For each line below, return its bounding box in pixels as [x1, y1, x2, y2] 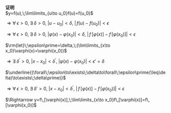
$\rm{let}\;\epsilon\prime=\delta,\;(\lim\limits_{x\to [5, 42, 111, 48]
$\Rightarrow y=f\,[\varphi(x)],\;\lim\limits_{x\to [5, 96, 104, 103]
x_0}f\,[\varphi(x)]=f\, [104, 96, 150, 103]
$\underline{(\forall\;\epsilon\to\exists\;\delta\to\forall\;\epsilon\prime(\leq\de [5, 69, 166, 75]
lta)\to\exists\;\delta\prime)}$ [5, 75, 66, 81]
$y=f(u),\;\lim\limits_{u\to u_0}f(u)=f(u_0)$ [5, 10, 94, 16]
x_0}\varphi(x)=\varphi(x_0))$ [5, 47, 68, 53]
